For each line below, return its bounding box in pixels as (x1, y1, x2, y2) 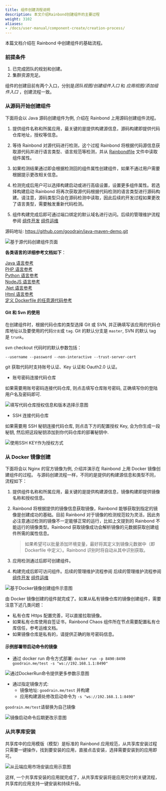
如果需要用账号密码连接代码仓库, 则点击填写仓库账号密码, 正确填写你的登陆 (5, 385, 158, 391)
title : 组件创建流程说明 (5, 7, 51, 12)
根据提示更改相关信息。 (12, 171, 60, 177)
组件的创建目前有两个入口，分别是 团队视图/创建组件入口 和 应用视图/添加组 (5, 83, 159, 89)
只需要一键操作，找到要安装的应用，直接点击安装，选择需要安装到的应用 (5, 747, 153, 753)
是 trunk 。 (5, 334, 26, 340)
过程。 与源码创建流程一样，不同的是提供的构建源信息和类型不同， (22, 472, 159, 478)
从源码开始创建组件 (5, 103, 51, 110)
